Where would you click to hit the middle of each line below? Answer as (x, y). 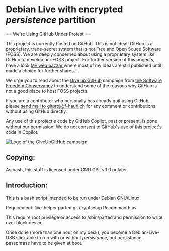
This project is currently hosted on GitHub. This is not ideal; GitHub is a (79, 43)
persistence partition (51, 20)
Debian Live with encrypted (64, 9)
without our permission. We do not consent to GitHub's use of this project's (84, 127)
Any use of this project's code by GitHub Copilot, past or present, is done (82, 121)
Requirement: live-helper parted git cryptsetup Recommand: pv (71, 207)
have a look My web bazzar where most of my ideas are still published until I (85, 65)
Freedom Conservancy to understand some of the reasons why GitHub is (81, 85)
